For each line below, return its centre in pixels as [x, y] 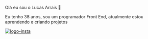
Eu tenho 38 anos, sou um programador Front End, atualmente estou [74, 17]
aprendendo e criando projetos [36, 22]
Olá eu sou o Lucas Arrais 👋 [33, 7]
